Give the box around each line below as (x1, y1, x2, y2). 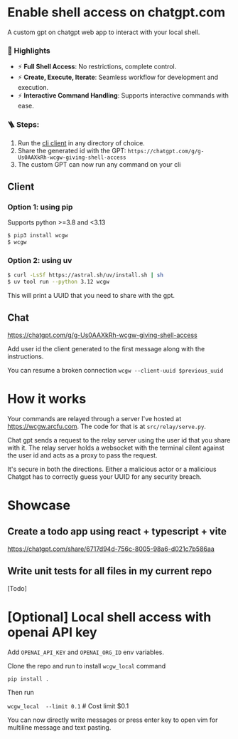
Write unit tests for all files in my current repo (7, 565, 212, 577)
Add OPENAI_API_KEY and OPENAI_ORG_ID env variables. (7, 648, 165, 656)
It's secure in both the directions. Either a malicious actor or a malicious (7, 465, 217, 473)
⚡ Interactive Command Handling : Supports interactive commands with (17, 91, 229, 100)
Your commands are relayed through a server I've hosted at (7, 414, 182, 423)
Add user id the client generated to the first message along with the (7, 344, 205, 353)
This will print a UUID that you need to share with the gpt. (7, 291, 175, 300)
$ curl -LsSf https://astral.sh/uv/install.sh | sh (7, 272, 163, 279)
